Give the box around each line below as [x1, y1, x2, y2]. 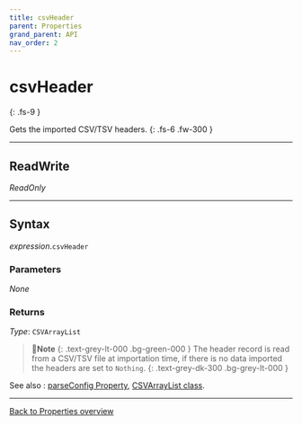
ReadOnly [9, 182, 47, 193]
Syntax [9, 217, 50, 232]
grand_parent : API [9, 30, 78, 39]
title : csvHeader [9, 13, 75, 22]
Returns [9, 306, 45, 319]
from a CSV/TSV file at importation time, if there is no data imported [31, 353, 283, 364]
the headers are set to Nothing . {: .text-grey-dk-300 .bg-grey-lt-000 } [31, 363, 289, 374]
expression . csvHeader [9, 240, 89, 252]
